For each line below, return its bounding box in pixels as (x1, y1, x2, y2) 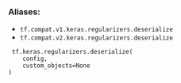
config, (22, 55, 48, 63)
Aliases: (8, 6, 41, 17)
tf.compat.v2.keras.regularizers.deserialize (19, 34, 173, 42)
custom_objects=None (22, 62, 90, 70)
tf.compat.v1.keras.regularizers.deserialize (19, 26, 173, 34)
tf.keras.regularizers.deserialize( (11, 48, 133, 56)
